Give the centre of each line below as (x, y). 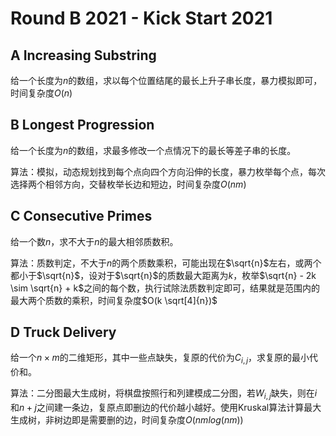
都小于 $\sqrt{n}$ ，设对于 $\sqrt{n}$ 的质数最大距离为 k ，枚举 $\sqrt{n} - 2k (163, 275)
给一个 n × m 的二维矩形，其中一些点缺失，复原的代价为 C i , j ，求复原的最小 (160, 359)
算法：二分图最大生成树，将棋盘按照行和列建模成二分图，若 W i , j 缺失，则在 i (164, 394)
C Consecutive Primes (81, 216)
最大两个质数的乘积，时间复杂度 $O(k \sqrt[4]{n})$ (114, 300)
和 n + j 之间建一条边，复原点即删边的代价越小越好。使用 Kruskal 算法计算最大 (166, 408)
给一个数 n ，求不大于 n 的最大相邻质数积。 (94, 241)
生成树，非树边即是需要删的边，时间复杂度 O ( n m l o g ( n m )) (127, 420)
